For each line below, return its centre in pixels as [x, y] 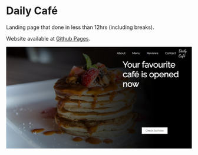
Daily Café [32, 11]
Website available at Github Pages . [48, 38]
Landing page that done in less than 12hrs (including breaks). [80, 27]
